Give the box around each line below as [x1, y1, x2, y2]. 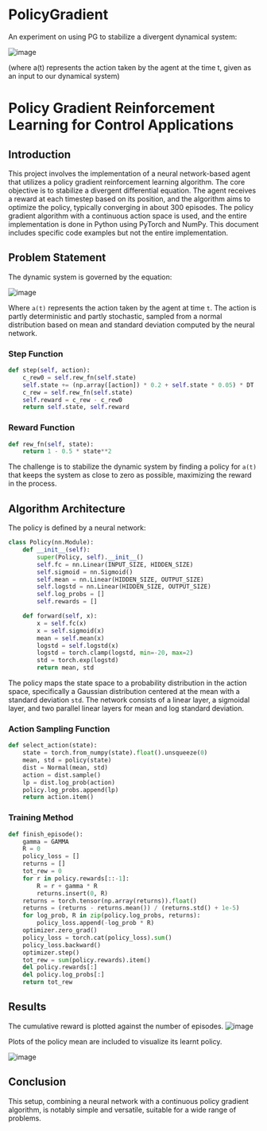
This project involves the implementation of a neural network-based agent [8, 169, 250, 178]
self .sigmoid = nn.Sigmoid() [37, 567, 133, 576]
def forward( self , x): [22, 612, 98, 620]
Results [8, 1000, 47, 1014]
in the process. [8, 479, 57, 489]
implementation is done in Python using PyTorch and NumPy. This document [8, 219, 259, 228]
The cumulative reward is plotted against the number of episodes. [8, 1021, 224, 1031]
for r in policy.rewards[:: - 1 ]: [22, 874, 130, 883]
